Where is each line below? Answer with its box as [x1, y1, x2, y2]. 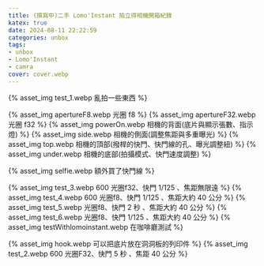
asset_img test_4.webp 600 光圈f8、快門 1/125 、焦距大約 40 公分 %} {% [8, 193, 246, 202]
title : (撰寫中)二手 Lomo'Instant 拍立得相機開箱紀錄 [8, 11, 172, 20]
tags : [8, 41, 26, 49]
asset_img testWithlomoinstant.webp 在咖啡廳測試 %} [8, 222, 183, 231]
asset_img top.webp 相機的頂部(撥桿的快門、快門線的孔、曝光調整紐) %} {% [8, 139, 257, 148]
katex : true [8, 19, 47, 27]
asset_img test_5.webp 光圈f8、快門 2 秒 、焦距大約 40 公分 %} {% [8, 202, 228, 212]
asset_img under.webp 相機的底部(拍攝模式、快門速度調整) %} [8, 149, 212, 159]
